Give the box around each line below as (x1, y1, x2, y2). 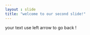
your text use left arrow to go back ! (5, 24, 77, 30)
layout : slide (5, 7, 36, 12)
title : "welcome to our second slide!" (5, 12, 86, 16)
